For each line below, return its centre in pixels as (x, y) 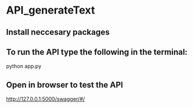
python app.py (24, 66)
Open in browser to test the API (65, 85)
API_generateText (51, 10)
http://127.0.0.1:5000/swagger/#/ (46, 99)
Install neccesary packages (58, 32)
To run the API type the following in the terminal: (97, 52)
